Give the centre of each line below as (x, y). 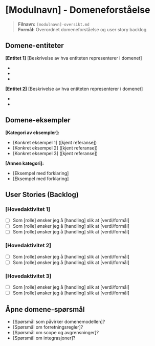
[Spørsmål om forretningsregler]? (48, 327)
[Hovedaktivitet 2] (28, 246)
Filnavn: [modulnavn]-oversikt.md (53, 24)
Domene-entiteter (35, 46)
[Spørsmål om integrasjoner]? (44, 338)
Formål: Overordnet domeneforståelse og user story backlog (82, 29)
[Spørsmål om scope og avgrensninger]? (56, 333)
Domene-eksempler (38, 120)
